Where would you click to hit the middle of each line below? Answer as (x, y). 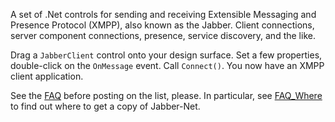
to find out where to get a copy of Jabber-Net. (105, 106)
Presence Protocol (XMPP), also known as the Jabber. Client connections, (162, 25)
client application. (47, 76)
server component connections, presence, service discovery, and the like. (163, 35)
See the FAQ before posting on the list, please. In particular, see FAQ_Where (166, 95)
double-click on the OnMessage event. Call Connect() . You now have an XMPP (167, 65)
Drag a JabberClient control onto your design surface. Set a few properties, (166, 55)
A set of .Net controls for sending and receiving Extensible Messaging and (163, 14)
